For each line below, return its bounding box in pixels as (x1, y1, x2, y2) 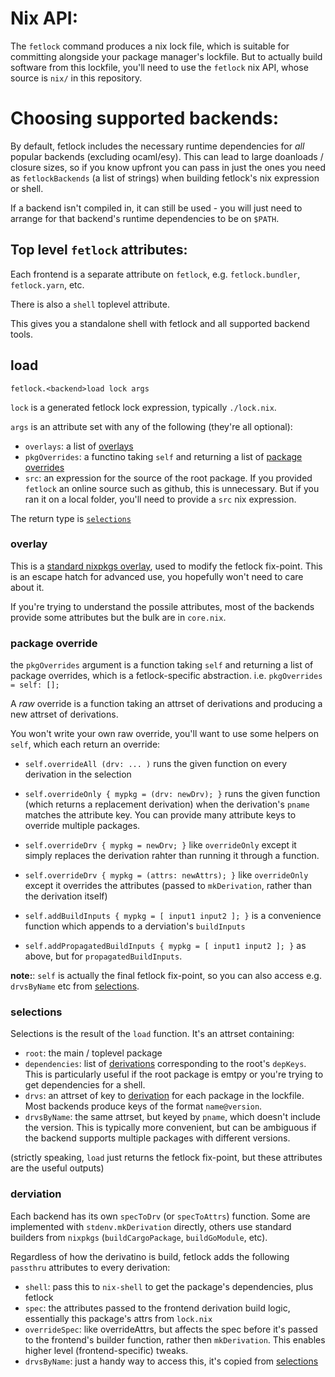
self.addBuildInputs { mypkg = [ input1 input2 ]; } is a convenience (24, 910, 322, 922)
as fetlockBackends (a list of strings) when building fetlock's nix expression (10, 172, 320, 184)
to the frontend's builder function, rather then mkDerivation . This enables (24, 1333, 326, 1346)
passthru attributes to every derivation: (10, 1261, 171, 1273)
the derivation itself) (24, 890, 108, 902)
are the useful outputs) (10, 1162, 105, 1174)
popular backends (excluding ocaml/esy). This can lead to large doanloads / (10, 150, 324, 162)
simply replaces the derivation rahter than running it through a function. (24, 850, 320, 862)
